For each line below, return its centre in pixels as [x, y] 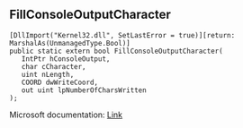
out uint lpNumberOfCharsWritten [84, 90]
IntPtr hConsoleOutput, [66, 59]
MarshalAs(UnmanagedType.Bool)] [70, 43]
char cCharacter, [54, 66]
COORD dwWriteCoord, [60, 82]
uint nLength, [48, 74]
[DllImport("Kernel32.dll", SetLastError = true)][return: [122, 35]
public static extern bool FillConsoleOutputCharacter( [116, 51]
